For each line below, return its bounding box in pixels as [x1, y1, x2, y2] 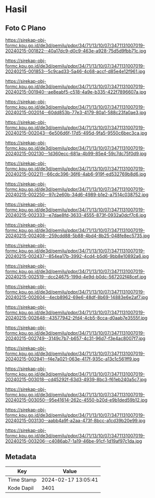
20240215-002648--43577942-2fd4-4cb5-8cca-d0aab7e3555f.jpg [5, 315, 148, 321]
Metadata [5, 452, 36, 461]
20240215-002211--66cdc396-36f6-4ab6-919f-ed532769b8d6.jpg [5, 171, 146, 177]
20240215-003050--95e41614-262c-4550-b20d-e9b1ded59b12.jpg [5, 397, 148, 403]
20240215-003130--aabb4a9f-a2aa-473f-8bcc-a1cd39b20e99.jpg [5, 418, 146, 423]
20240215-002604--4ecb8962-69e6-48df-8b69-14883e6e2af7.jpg [5, 294, 148, 300]
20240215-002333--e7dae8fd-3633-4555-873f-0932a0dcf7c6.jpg [5, 212, 146, 218]
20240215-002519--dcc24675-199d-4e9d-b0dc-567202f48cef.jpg [5, 274, 146, 280]
